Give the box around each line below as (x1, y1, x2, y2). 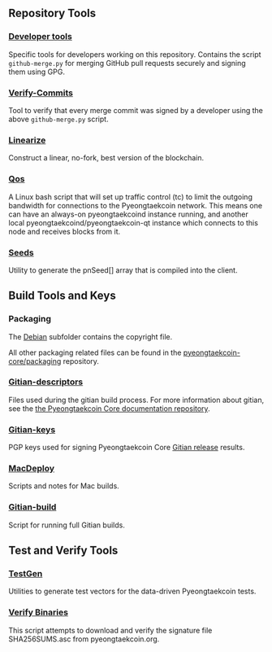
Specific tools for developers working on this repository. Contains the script (8, 49, 261, 59)
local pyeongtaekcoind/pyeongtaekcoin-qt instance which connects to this (8, 217, 258, 227)
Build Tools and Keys (8, 289, 116, 303)
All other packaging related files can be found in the (8, 348, 182, 357)
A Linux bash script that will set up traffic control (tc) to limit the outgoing (8, 191, 253, 202)
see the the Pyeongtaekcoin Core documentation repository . (8, 403, 210, 414)
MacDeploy (8, 463, 55, 475)
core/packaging (8, 356, 62, 365)
